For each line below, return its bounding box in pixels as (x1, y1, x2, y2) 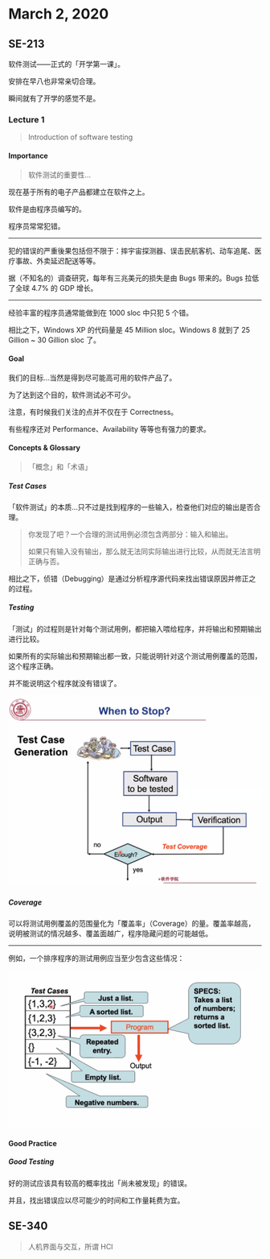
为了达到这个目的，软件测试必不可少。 (8, 390, 135, 400)
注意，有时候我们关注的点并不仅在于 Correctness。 (8, 407, 178, 416)
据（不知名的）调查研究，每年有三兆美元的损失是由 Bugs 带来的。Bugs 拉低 (8, 273, 260, 283)
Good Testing (8, 1157, 55, 1166)
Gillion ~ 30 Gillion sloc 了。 (8, 335, 100, 345)
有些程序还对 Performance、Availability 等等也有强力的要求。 (8, 424, 211, 433)
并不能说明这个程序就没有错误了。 (8, 678, 121, 688)
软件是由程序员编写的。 (8, 204, 86, 213)
